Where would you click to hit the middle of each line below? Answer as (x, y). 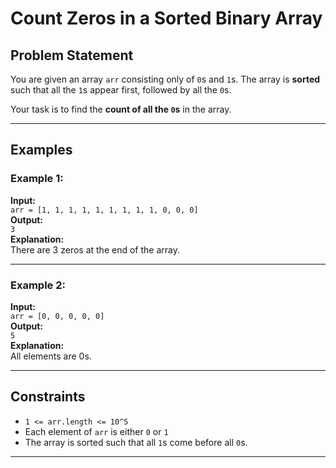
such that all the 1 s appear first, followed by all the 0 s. (121, 90)
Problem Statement (72, 55)
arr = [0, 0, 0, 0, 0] (57, 316)
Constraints (48, 397)
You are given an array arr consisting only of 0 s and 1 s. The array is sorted (165, 79)
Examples (41, 150)
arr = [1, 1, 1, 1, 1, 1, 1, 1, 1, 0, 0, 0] (104, 210)
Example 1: (37, 179)
